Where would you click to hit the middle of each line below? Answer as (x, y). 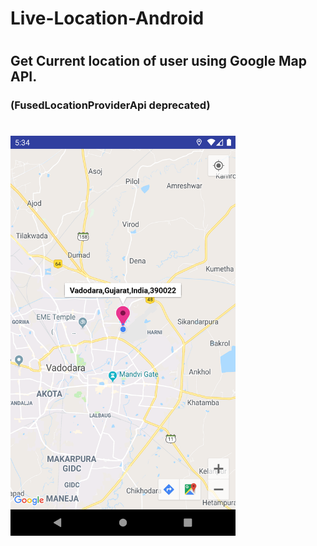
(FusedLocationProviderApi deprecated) (110, 105)
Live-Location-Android (107, 18)
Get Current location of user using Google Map (159, 61)
